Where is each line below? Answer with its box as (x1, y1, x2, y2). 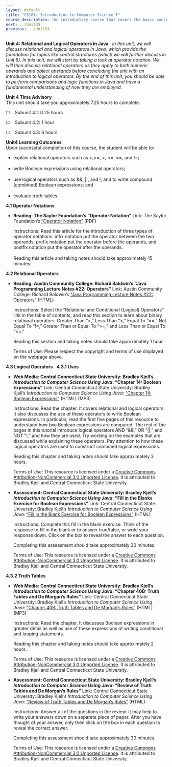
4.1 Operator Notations (6, 203, 55, 209)
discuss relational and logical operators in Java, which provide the (6, 46, 146, 52)
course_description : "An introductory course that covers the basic (6, 17, 155, 22)
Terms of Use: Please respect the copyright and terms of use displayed (13, 348, 163, 355)
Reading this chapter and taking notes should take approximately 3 (13, 453, 154, 460)
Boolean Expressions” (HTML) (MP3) (13, 396, 91, 402)
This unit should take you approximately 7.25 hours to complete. (6, 99, 140, 106)
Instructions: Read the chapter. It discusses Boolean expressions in (13, 620, 155, 626)
